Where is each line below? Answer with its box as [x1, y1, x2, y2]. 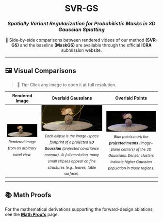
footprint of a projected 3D [49, 140, 95, 145]
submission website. [61, 47, 102, 53]
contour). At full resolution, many [44, 152, 99, 157]
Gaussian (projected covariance [44, 146, 99, 151]
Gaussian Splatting [58, 26, 105, 33]
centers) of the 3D [121, 147, 152, 152]
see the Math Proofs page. [5, 211, 59, 217]
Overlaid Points [115, 95, 147, 101]
